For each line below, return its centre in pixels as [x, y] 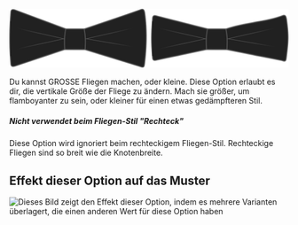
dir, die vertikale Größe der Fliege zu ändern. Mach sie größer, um [129, 91]
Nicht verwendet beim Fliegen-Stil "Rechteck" [97, 120]
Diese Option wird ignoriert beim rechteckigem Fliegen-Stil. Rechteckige [141, 144]
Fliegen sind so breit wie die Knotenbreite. [86, 153]
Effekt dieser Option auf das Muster [110, 180]
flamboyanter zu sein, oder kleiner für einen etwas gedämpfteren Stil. [136, 101]
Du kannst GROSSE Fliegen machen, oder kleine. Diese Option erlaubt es [142, 82]
